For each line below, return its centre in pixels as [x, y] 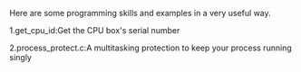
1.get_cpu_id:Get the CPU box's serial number [95, 30]
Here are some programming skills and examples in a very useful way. [141, 13]
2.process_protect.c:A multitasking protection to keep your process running [150, 48]
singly [20, 57]
